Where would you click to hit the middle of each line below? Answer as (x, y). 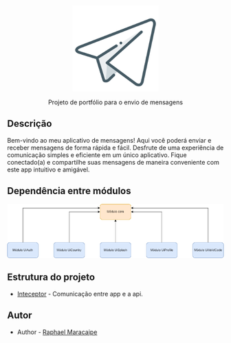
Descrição (30, 124)
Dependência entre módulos (69, 191)
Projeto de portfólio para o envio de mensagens (115, 102)
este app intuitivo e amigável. (48, 169)
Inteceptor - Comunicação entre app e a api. (80, 294)
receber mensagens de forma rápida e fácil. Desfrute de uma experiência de (115, 147)
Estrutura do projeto (51, 277)
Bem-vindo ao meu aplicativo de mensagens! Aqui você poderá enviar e (109, 140)
